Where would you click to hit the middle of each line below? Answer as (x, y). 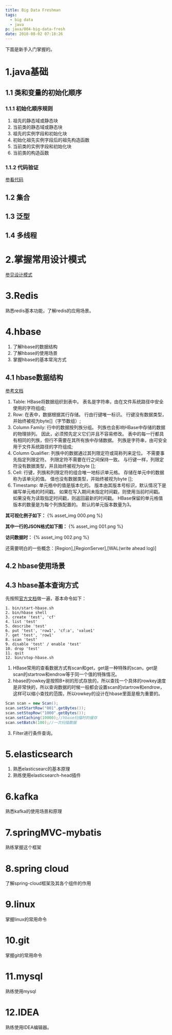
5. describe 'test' (26, 626)
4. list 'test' (22, 622)
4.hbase (23, 332)
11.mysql (24, 977)
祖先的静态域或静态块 (35, 120)
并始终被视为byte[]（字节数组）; (47, 421)
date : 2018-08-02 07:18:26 (34, 34)
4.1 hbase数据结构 (34, 377)
